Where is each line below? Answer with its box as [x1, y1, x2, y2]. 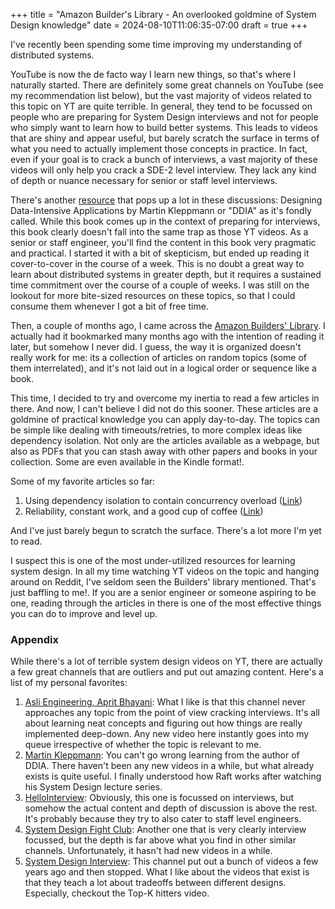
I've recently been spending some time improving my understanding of [10, 39, 303, 50]
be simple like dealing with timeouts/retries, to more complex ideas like [10, 424, 303, 436]
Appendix [10, 632, 60, 646]
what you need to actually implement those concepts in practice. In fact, [10, 143, 308, 154]
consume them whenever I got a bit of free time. [10, 300, 209, 312]
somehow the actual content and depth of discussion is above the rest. [24, 802, 318, 814]
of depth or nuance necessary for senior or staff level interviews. [10, 175, 278, 186]
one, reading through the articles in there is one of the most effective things [10, 597, 322, 609]
